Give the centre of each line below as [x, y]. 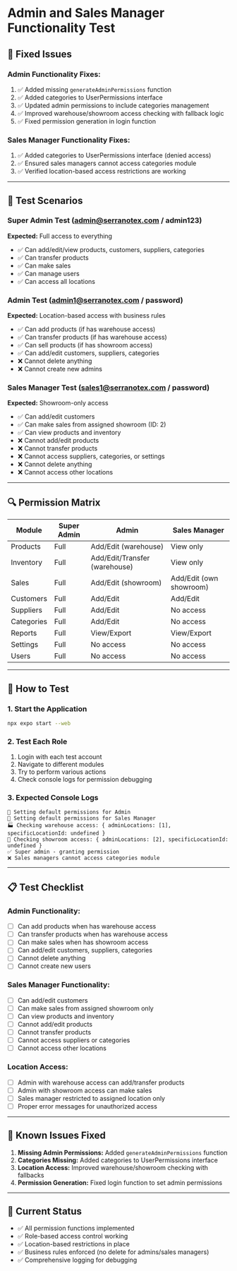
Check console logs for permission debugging [85, 780]
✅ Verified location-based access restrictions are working [102, 172]
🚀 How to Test [38, 689]
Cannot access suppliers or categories [74, 1040]
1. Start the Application [47, 709]
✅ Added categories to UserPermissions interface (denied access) [114, 155]
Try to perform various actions [62, 772]
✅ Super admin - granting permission [63, 852]
